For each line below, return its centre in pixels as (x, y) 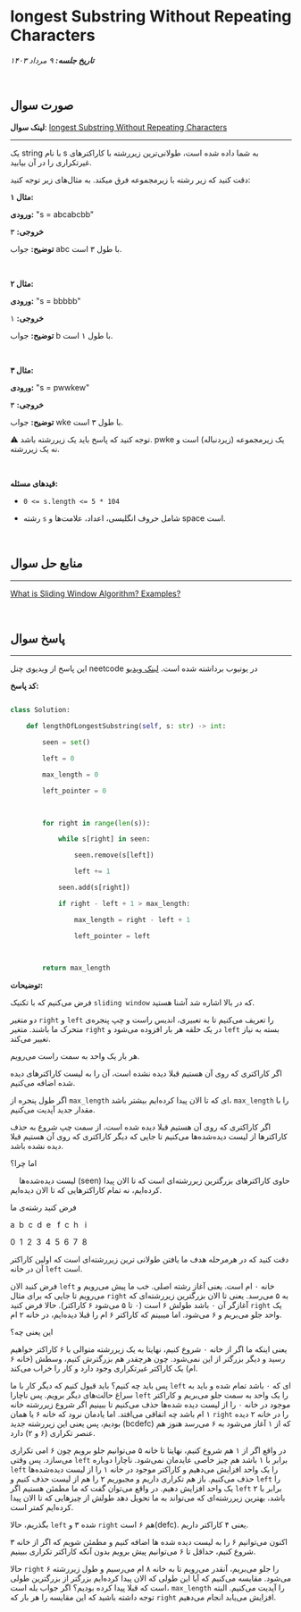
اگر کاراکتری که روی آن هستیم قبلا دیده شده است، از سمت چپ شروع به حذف (141, 1127)
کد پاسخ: (25, 686)
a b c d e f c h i (49, 1225)
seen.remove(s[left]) (114, 855)
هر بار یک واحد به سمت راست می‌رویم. (75, 1056)
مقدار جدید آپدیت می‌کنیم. (53, 1110)
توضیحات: (27, 986)
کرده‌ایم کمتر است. (42, 1507)
